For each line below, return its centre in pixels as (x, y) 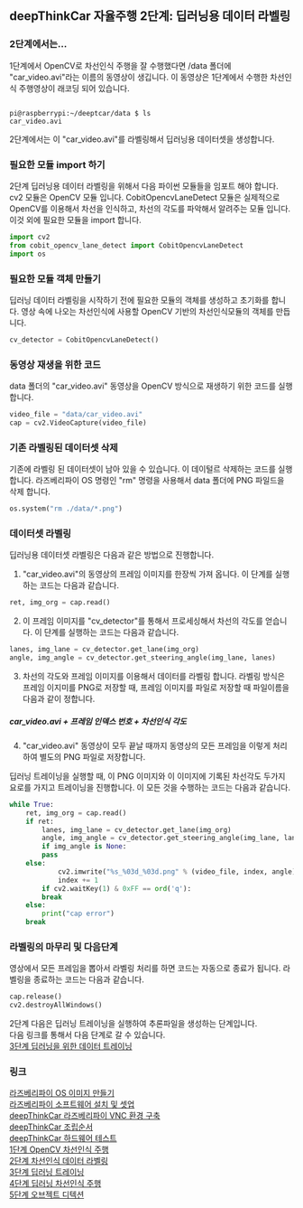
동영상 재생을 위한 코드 (55, 364)
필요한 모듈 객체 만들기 (55, 278)
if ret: (40, 821)
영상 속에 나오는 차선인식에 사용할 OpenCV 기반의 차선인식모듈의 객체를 (147, 311)
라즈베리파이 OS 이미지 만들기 (62, 1093)
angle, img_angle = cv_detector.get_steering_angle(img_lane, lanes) (143, 658)
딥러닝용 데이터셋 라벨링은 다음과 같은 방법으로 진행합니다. (112, 555)
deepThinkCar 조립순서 (51, 1127)
